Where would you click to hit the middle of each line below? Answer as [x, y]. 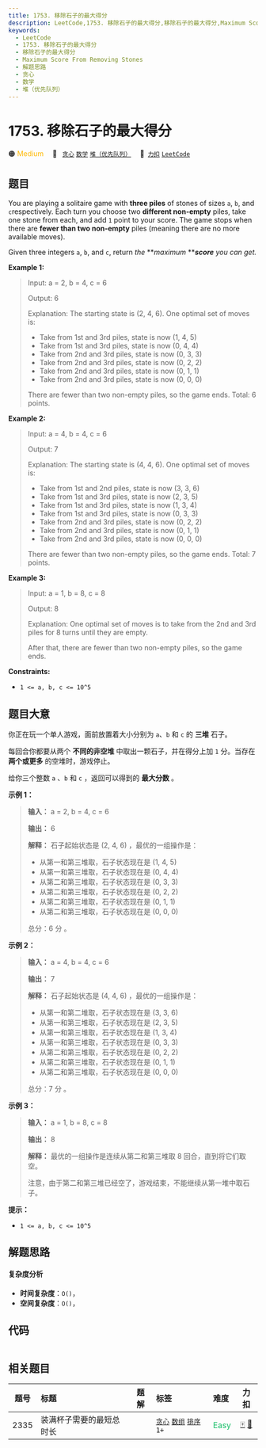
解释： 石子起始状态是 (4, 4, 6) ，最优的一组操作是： [113, 996]
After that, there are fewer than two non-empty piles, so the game [135, 648]
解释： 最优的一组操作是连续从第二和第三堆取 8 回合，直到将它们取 [137, 1156]
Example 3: [27, 578]
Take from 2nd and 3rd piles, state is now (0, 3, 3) [121, 354]
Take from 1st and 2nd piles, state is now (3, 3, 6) [120, 489]
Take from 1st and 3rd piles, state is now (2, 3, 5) [119, 497]
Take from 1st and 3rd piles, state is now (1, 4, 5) [118, 337]
